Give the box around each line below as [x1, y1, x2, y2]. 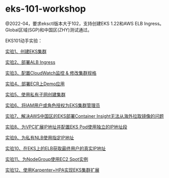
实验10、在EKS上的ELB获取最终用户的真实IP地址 [5, 145, 106, 151]
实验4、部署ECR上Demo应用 [5, 81, 65, 87]
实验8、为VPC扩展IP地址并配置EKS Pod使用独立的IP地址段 [5, 124, 128, 130]
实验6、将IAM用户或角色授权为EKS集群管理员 [5, 102, 100, 108]
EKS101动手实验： [5, 38, 43, 44]
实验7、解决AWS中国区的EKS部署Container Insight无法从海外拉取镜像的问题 [5, 113, 164, 119]
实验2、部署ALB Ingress [5, 59, 56, 65]
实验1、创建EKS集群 [5, 48, 47, 54]
